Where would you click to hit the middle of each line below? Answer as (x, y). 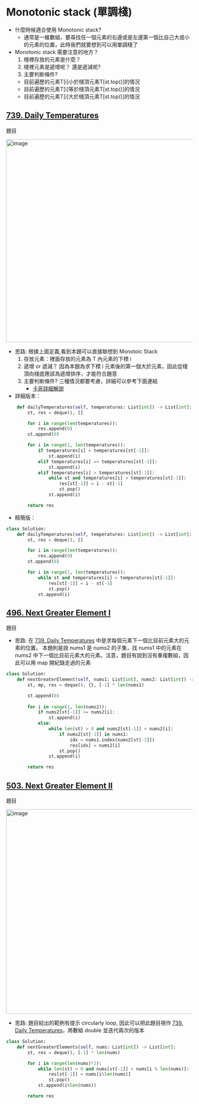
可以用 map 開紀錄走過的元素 (55, 663)
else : (44, 724)
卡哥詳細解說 (48, 388)
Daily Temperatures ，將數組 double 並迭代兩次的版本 (80, 1030)
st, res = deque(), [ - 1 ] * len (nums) (74, 1052)
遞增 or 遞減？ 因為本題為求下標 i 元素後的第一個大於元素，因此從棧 (106, 366)
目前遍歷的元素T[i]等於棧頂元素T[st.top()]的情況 (82, 89)
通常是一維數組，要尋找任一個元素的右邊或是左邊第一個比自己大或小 (107, 37)
